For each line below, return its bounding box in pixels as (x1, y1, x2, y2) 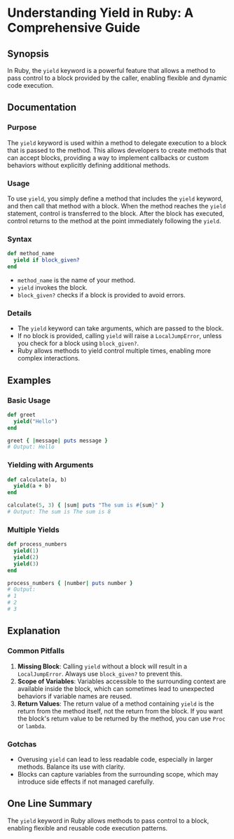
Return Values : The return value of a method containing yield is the (17, 699, 214, 708)
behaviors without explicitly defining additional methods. (7, 161, 170, 169)
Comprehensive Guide (7, 20, 141, 36)
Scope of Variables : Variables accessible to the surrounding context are (17, 677, 226, 685)
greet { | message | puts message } (7, 437, 109, 444)
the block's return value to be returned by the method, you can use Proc (17, 714, 226, 723)
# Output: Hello (7, 443, 55, 450)
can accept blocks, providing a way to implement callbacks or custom (7, 153, 209, 162)
